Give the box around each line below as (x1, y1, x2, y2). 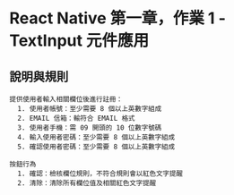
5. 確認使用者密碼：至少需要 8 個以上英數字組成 (17, 142, 176, 151)
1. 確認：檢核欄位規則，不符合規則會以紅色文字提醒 (17, 169, 184, 178)
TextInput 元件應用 (9, 30, 150, 51)
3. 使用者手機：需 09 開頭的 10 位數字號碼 (17, 123, 162, 132)
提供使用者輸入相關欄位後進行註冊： (9, 95, 124, 104)
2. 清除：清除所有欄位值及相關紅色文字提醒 (17, 179, 157, 188)
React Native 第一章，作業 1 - (9, 8, 227, 29)
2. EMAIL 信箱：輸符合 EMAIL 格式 (17, 114, 135, 123)
